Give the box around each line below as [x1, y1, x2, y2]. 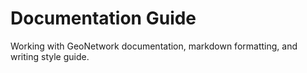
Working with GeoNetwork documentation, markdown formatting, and [10, 40, 298, 52]
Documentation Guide [10, 7, 197, 30]
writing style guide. [10, 50, 90, 62]
